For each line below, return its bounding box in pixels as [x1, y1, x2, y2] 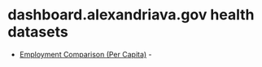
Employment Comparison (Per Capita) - [19, 49, 152, 59]
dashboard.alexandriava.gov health [7, 6, 255, 24]
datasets [7, 23, 68, 41]
